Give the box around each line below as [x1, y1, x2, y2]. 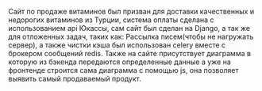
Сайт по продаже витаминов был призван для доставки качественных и [8, 7, 255, 16]
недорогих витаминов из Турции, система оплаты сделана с [8, 15, 214, 25]
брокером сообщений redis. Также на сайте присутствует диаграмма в [8, 49, 252, 58]
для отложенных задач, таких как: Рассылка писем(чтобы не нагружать [8, 32, 254, 41]
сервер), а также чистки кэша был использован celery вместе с [8, 40, 226, 50]
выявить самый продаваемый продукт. [8, 74, 141, 83]
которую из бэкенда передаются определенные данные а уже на [8, 57, 232, 66]
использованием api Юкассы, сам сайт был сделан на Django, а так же [8, 24, 251, 32]
